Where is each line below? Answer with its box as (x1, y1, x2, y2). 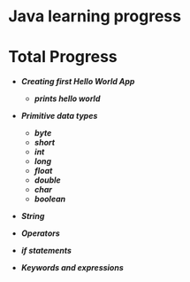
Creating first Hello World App (20, 76, 135, 87)
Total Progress (8, 47, 118, 67)
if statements (20, 246, 72, 256)
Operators (20, 228, 61, 239)
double (34, 175, 61, 185)
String (20, 211, 45, 222)
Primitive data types (20, 111, 98, 121)
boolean (34, 193, 66, 205)
